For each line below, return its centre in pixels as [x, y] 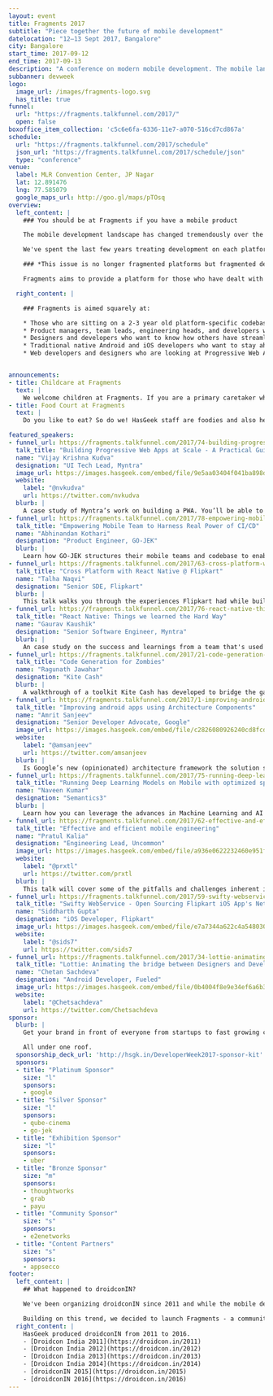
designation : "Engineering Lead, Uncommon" [90, 844]
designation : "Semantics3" [61, 798]
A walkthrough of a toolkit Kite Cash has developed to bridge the [139, 692]
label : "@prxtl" [51, 866]
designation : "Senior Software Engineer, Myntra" [101, 631]
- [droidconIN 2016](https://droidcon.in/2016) [105, 1379]
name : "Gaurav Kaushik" [56, 624]
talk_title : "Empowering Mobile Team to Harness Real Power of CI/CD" [138, 526]
